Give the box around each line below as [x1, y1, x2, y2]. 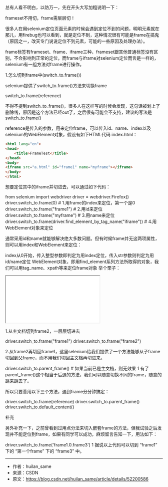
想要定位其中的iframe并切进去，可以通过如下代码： [5, 184, 111, 189]
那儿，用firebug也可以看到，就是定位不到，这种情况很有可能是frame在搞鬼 [5, 32, 159, 38]
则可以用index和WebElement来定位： [5, 242, 82, 248]
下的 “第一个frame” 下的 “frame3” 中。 [5, 448, 84, 454]
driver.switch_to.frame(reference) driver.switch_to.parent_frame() [5, 399, 140, 404]
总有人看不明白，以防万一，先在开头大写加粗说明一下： [5, 5, 119, 10]
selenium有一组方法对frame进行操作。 [5, 62, 84, 67]
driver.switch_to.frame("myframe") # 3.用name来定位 [5, 212, 115, 218]
